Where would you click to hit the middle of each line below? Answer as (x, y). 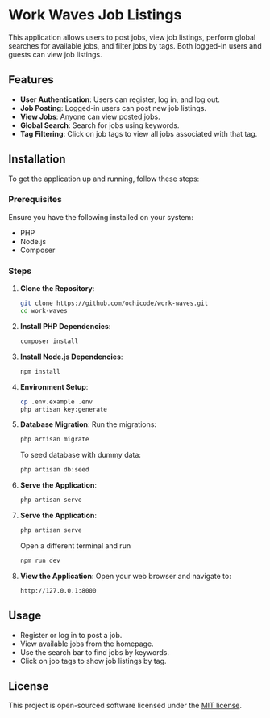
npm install (40, 371)
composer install (49, 341)
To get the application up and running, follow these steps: (104, 179)
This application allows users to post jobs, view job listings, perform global (132, 37)
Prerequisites (35, 200)
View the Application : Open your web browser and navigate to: (125, 576)
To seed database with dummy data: (80, 455)
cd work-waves (44, 311)
